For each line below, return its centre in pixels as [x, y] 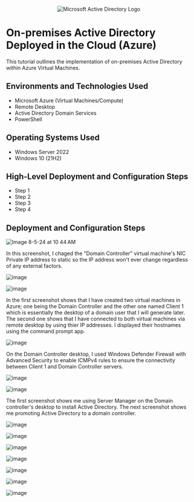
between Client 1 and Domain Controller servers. [65, 367]
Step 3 [23, 203]
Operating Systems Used [53, 138]
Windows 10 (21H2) [38, 158]
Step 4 [23, 209]
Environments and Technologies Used [77, 86]
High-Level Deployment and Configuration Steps [97, 176]
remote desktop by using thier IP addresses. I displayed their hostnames [93, 325]
